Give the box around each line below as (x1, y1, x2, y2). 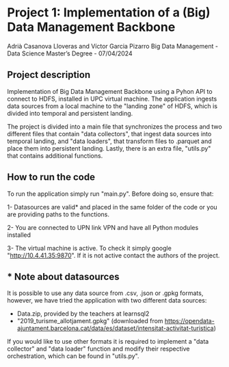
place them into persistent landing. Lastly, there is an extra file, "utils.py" (7, 144, 211, 152)
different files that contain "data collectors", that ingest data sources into (7, 129, 212, 138)
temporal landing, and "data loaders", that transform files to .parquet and (7, 137, 212, 145)
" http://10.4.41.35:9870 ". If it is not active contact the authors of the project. (7, 251, 220, 260)
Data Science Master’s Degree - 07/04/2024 (7, 49, 133, 58)
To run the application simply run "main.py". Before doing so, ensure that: (7, 190, 214, 198)
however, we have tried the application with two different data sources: (7, 296, 207, 305)
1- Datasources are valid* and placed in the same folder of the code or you (7, 203, 217, 211)
